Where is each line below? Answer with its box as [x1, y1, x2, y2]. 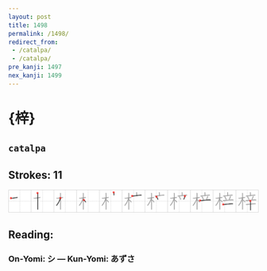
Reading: [8, 228, 54, 242]
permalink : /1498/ [8, 29, 69, 37]
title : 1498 [8, 21, 48, 29]
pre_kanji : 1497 [8, 64, 62, 72]
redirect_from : [8, 38, 59, 46]
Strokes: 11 [8, 168, 63, 182]
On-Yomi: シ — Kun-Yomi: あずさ [8, 254, 135, 265]
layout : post [8, 13, 52, 21]
